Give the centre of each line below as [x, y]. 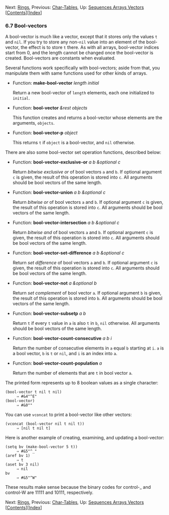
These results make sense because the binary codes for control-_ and [78, 487]
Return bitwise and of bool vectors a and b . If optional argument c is [83, 233]
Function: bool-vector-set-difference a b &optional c [68, 253]
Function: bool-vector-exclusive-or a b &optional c [66, 162]
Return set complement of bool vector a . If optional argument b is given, [87, 293]
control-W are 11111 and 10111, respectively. [49, 493]
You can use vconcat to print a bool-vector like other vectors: [69, 415]
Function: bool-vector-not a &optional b [54, 283]
